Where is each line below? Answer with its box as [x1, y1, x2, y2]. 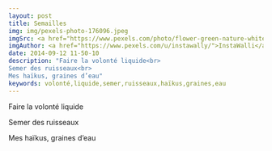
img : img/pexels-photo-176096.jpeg [8, 27, 129, 35]
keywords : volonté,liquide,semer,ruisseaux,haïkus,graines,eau [8, 79, 227, 87]
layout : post [8, 11, 53, 20]
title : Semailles [8, 19, 67, 27]
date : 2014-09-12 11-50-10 [8, 49, 100, 57]
